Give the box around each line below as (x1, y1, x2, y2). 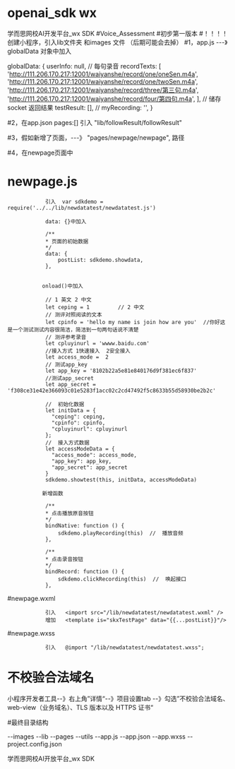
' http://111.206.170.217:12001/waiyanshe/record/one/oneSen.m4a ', (7, 69, 199, 78)
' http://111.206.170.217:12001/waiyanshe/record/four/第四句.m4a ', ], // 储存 (7, 94, 222, 103)
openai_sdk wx (7, 5, 97, 21)
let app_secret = (44, 381, 97, 388)
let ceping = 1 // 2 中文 (44, 304, 145, 311)
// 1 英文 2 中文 (44, 296, 92, 303)
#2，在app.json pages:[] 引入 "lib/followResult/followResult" (7, 118, 182, 126)
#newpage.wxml (7, 594, 56, 602)
